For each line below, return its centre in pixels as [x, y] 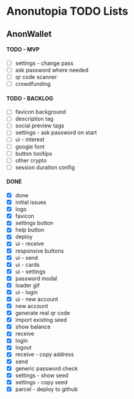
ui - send [27, 257]
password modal [36, 278]
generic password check [47, 368]
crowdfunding [33, 83]
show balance [33, 327]
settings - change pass [44, 63]
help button [30, 230]
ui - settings [30, 272]
